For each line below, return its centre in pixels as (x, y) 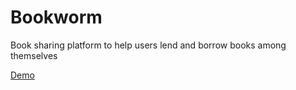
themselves (34, 55)
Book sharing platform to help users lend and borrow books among (148, 45)
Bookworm (56, 17)
